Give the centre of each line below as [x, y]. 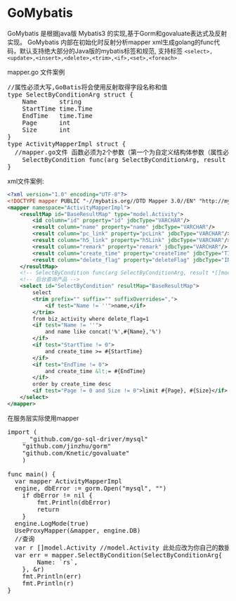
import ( [22, 432]
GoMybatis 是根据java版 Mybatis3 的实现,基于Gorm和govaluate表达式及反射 [117, 33]
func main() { [32, 474]
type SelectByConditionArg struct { [70, 94]
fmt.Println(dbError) [74, 502]
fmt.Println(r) [48, 583]
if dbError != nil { [57, 495]
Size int [46, 129]
